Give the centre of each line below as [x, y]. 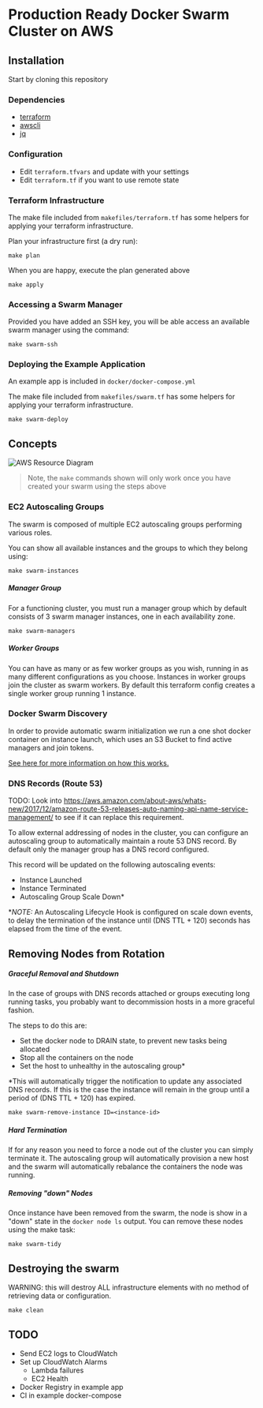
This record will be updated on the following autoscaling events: [112, 865]
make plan [24, 255]
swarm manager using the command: [69, 330]
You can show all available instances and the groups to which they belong [128, 548]
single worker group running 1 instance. [72, 693]
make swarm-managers [42, 631]
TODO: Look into [35, 801]
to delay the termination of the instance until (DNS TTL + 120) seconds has [129, 920]
